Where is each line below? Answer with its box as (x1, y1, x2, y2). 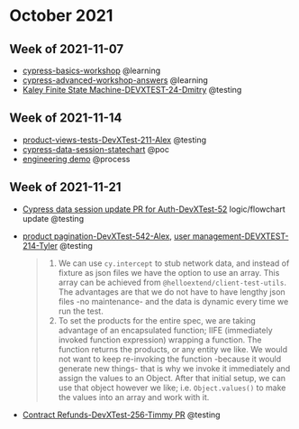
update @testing (22, 213, 84, 224)
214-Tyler (22, 240, 59, 251)
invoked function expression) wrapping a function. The (58, 334, 262, 345)
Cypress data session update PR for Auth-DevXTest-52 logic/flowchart (22, 204, 285, 214)
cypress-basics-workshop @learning (22, 65, 160, 76)
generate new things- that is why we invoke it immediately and (58, 362, 291, 374)
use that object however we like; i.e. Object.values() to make (58, 382, 286, 393)
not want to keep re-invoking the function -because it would (58, 353, 282, 364)
